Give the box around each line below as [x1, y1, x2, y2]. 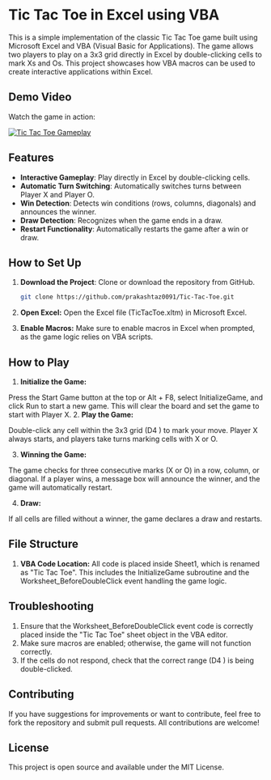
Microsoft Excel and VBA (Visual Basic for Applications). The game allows [8, 40, 254, 50]
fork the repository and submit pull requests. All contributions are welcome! [8, 718, 260, 727]
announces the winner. [19, 206, 97, 216]
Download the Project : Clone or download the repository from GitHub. [19, 278, 256, 287]
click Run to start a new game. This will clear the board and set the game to [8, 401, 260, 411]
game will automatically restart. [8, 483, 113, 493]
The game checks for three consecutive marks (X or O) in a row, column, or [8, 465, 260, 475]
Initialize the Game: [19, 377, 87, 387]
